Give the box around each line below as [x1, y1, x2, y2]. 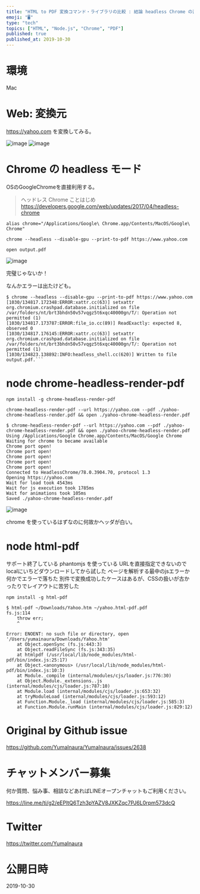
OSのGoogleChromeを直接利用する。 [6, 183, 98, 190]
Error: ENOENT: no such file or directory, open [6, 631, 129, 637]
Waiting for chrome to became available [6, 438, 108, 444]
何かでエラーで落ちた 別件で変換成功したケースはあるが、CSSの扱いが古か [6, 575, 190, 582]
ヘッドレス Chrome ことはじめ [20, 196, 96, 203]
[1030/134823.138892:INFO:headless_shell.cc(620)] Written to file [6, 352, 177, 357]
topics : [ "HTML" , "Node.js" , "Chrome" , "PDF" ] [6, 25, 124, 32]
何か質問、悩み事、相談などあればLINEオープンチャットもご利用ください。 [6, 787, 189, 794]
